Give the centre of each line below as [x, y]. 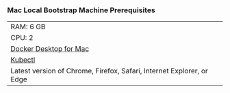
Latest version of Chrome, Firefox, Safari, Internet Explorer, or [110, 71]
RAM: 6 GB [28, 27]
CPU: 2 [22, 38]
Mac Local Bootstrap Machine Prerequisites [81, 10]
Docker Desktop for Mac [50, 49]
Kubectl [23, 60]
